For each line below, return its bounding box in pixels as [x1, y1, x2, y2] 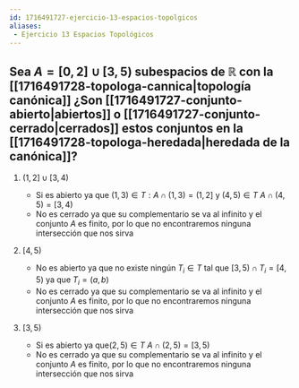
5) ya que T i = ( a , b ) [35, 274, 109, 287]
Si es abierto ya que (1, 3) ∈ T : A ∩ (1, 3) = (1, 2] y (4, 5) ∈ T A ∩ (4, [35, 190, 286, 201]
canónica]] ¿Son [9, 92, 103, 108]
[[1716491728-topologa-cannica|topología [9, 78, 252, 94]
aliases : [9, 22, 42, 30]
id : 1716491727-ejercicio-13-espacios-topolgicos [9, 13, 199, 22]
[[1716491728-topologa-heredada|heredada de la [9, 134, 291, 150]
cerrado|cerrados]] [9, 120, 119, 135]
